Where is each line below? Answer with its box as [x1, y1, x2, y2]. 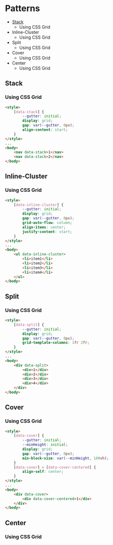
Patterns [5, 3, 40, 14]
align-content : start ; [22, 127, 68, 132]
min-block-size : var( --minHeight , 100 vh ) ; [22, 456, 109, 461]
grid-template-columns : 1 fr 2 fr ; [22, 340, 90, 345]
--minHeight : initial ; [22, 442, 68, 447]
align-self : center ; [22, 469, 64, 474]
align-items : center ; [22, 225, 66, 230]
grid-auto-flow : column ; [22, 220, 72, 225]
